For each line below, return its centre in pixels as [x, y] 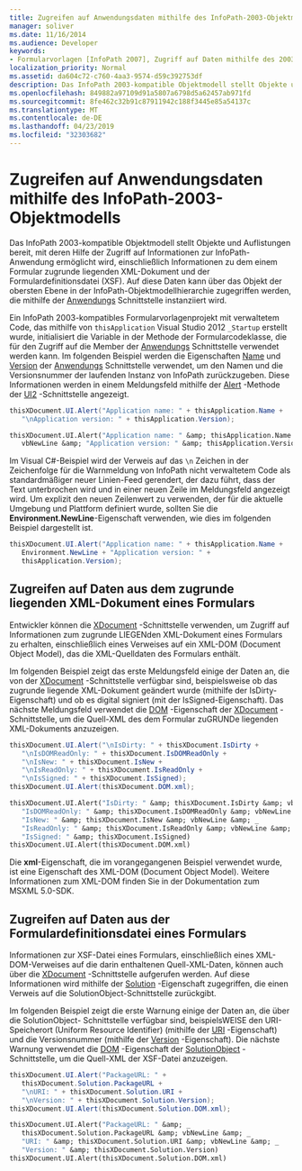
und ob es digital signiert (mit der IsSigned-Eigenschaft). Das [171, 700]
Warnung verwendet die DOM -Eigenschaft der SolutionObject [125, 1049]
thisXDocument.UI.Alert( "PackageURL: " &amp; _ [100, 1125]
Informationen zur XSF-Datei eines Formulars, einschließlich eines [132, 955]
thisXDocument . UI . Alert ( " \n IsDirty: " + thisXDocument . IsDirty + [134, 745]
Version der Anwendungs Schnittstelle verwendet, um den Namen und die [146, 365]
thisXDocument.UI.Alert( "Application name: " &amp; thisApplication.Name [151, 435]
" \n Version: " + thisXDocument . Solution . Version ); [118, 1100]
